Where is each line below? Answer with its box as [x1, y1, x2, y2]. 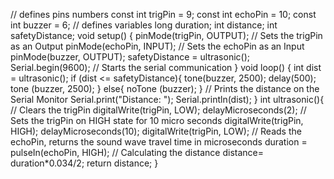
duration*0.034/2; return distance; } [10, 157, 159, 169]
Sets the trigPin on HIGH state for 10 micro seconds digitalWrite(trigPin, [10, 115, 304, 126]
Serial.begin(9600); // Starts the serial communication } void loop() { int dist [10, 62, 322, 73]
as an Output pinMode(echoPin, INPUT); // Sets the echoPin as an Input [10, 40, 305, 52]
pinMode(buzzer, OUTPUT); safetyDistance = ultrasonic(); [10, 51, 250, 63]
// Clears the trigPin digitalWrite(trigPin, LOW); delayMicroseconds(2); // [10, 104, 307, 116]
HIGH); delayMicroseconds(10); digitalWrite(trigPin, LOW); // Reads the [10, 125, 302, 137]
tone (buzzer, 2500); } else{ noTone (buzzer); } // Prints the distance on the [10, 83, 320, 94]
